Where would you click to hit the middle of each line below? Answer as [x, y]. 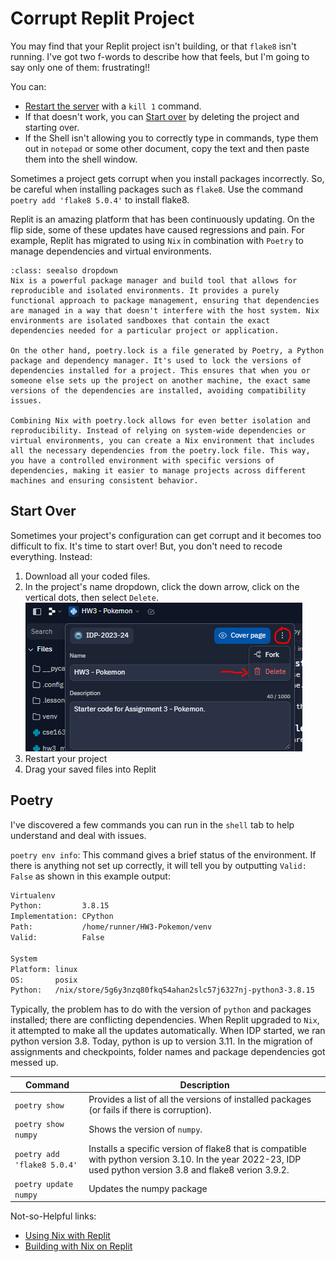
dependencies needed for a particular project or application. [145, 330]
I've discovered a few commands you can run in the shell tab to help [152, 824]
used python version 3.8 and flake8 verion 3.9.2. [189, 1169]
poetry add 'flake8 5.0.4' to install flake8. [100, 199]
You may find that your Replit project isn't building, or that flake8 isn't [153, 46]
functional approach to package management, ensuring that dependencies [165, 300]
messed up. [34, 1063]
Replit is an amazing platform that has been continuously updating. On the [162, 219]
